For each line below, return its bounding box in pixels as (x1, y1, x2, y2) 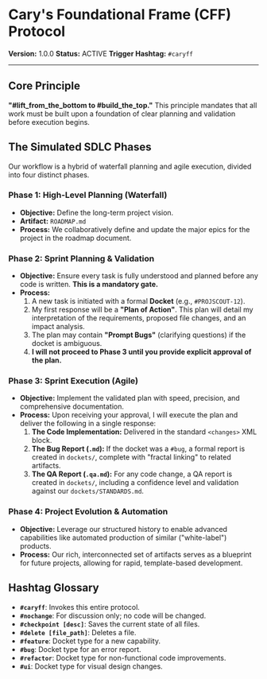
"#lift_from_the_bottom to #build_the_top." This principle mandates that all (8, 100, 257, 110)
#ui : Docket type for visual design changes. (19, 662, 163, 671)
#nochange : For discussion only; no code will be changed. (19, 611, 207, 620)
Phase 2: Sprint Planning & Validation (8, 253, 155, 264)
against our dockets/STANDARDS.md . (31, 487, 145, 496)
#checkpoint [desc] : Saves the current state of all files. (19, 619, 200, 629)
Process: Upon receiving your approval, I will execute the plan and (19, 410, 238, 420)
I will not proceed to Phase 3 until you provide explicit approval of (31, 347, 252, 357)
